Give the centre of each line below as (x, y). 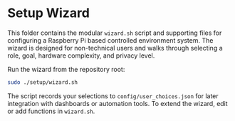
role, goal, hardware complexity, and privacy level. (81, 56)
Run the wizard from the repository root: (66, 69)
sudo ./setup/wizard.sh (43, 82)
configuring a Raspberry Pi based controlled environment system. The (110, 40)
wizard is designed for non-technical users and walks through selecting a (115, 48)
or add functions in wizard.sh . (51, 111)
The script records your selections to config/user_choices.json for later (113, 96)
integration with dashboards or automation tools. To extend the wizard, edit (117, 103)
